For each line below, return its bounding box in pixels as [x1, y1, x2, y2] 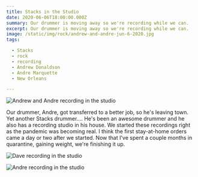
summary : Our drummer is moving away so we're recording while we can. [6, 20, 189, 26]
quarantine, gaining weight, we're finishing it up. [6, 140, 125, 148]
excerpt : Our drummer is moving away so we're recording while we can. [6, 25, 189, 32]
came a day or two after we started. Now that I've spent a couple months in [6, 134, 193, 142]
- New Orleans [11, 76, 47, 82]
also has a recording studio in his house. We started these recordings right [6, 121, 191, 129]
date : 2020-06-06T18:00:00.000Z [6, 14, 87, 20]
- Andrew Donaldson [11, 64, 61, 70]
